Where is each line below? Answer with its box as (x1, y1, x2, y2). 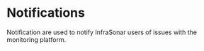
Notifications (6, 5, 86, 21)
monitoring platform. (6, 35, 67, 43)
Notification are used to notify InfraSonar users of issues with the (6, 28, 198, 36)
